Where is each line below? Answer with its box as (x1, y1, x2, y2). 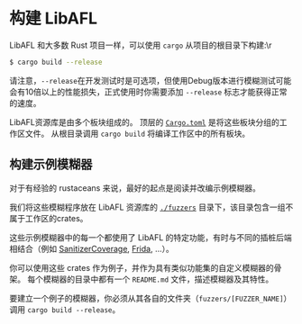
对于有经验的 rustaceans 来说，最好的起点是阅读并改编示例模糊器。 (9, 182, 261, 193)
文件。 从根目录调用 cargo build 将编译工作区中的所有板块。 (24, 128, 251, 139)
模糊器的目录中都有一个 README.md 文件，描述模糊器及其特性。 (42, 274, 274, 284)
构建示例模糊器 (9, 157, 93, 172)
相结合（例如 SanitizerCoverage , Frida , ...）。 (9, 243, 174, 254)
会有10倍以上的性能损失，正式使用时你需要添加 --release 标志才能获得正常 (9, 86, 288, 97)
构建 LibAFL (9, 8, 97, 29)
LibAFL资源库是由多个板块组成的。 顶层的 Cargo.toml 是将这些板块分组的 (9, 116, 279, 127)
